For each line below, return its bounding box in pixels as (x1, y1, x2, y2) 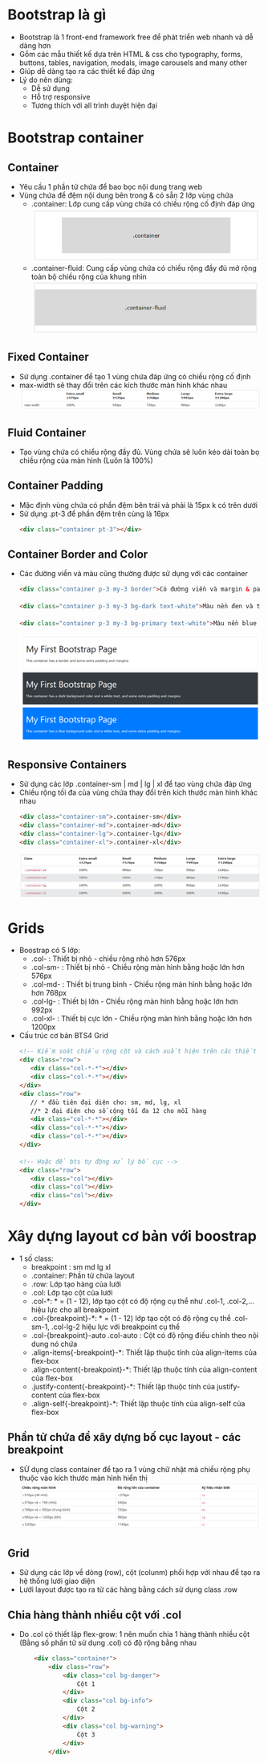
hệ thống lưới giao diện (18, 1577, 95, 1586)
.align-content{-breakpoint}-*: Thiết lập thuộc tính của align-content (30, 1364, 258, 1374)
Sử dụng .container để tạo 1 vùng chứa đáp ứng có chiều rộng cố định (18, 371, 251, 381)
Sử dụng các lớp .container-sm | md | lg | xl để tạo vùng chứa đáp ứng (18, 779, 252, 789)
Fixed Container (7, 350, 89, 364)
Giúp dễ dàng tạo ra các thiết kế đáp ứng (18, 66, 156, 76)
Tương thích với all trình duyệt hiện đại (30, 100, 158, 110)
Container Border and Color (7, 548, 148, 562)
